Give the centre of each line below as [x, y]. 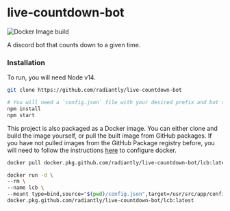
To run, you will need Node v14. [51, 77]
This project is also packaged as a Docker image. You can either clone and [112, 128]
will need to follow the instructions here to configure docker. [92, 150]
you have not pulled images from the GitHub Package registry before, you [111, 142]
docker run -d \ [30, 175]
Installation [26, 62]
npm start [21, 115]
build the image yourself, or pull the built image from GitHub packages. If [110, 136]
